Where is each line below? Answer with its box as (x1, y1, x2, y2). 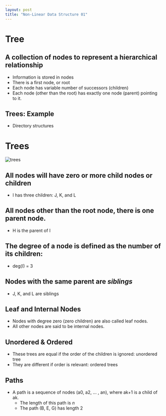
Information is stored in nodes (12, 74, 74, 80)
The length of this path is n (19, 400, 75, 406)
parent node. (5, 214, 46, 223)
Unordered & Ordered (5, 338, 73, 346)
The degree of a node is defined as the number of (5, 242, 161, 250)
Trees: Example (5, 109, 55, 118)
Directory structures (12, 123, 54, 129)
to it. (12, 95, 22, 101)
